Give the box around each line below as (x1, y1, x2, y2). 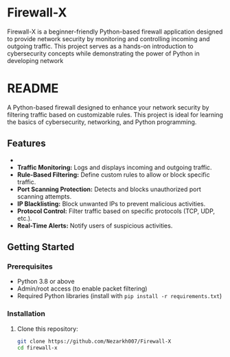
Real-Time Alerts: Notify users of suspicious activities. (16, 221, 173, 230)
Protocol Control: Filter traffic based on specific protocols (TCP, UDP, (16, 207, 215, 215)
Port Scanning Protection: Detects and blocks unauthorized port (16, 185, 201, 193)
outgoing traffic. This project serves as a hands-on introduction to (7, 42, 194, 50)
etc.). (16, 214, 32, 222)
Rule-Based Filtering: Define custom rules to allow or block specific (16, 170, 211, 179)
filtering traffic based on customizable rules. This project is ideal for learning (7, 110, 223, 119)
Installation (7, 309, 46, 319)
